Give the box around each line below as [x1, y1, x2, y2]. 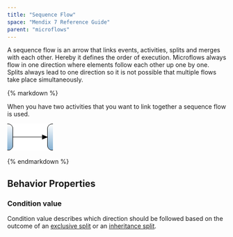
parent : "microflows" [7, 26, 70, 33]
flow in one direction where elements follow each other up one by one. [7, 61, 210, 69]
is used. [7, 110, 30, 118]
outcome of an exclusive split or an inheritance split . [7, 222, 156, 230]
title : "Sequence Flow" [7, 11, 77, 18]
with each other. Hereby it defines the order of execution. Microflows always [7, 53, 227, 62]
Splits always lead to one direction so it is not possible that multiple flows [7, 68, 217, 77]
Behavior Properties [7, 178, 96, 190]
